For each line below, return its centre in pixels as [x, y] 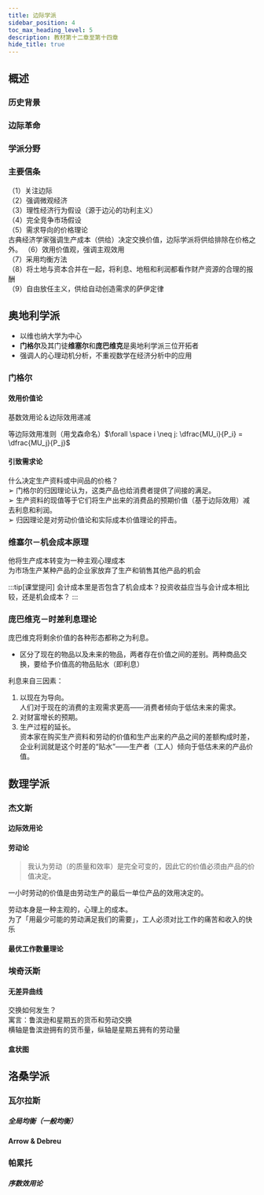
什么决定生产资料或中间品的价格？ [63, 481]
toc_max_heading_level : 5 [50, 30]
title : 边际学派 [32, 15]
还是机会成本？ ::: [50, 597]
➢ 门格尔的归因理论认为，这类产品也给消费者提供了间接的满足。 [112, 490]
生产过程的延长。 [47, 727]
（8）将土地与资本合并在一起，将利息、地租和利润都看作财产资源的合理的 [127, 269]
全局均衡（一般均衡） [42, 1120]
